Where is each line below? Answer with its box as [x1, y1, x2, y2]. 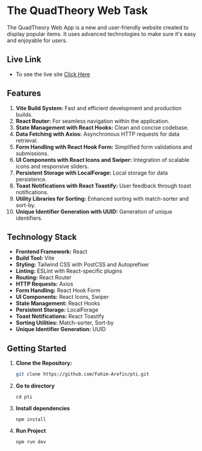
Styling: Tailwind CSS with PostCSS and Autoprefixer [15, 261, 149, 268]
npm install [15, 416, 46, 423]
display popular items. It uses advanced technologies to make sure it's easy [7, 30, 197, 37]
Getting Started [7, 343, 67, 354]
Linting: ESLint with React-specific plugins [15, 267, 123, 274]
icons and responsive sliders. [15, 163, 89, 170]
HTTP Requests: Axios [15, 281, 73, 288]
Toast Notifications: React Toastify [15, 313, 105, 320]
